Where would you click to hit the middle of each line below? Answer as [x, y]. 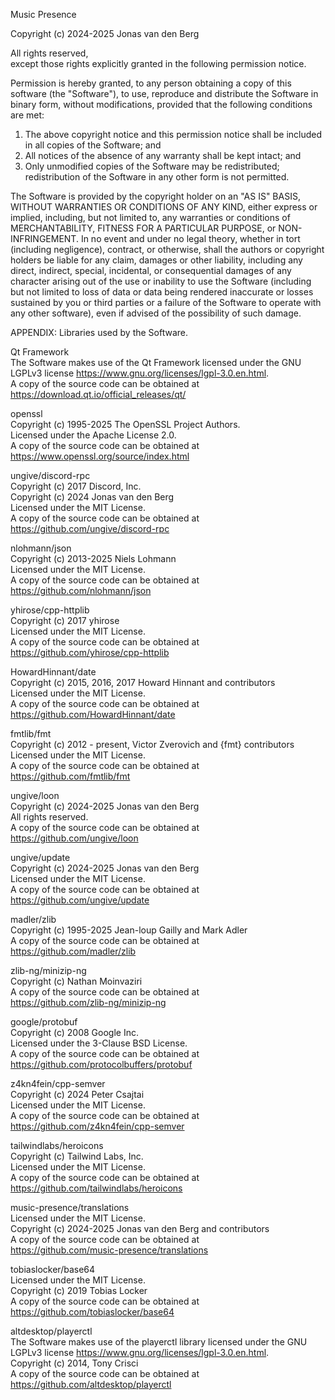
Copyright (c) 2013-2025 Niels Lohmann [93, 558]
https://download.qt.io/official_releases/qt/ [98, 394]
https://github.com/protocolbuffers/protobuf [101, 1064]
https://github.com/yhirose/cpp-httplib [90, 652]
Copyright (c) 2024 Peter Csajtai [77, 1094]
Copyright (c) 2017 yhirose [65, 620]
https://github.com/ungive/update [80, 900]
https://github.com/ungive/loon [74, 838]
